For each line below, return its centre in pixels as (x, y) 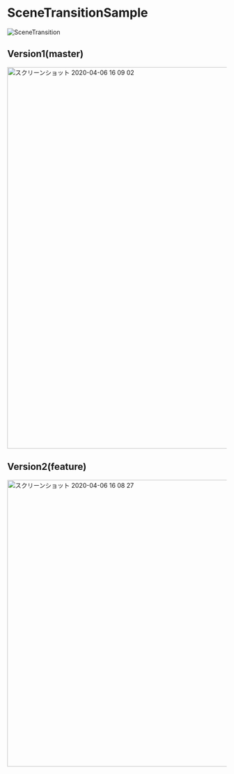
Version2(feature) (47, 467)
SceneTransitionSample (78, 13)
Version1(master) (45, 54)
